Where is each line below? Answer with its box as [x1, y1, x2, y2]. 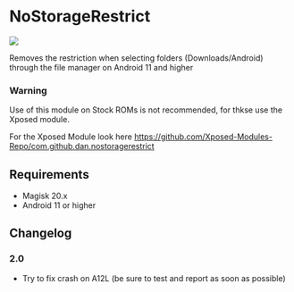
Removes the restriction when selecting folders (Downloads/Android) [9, 52, 264, 63]
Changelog [9, 226, 72, 241]
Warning [9, 84, 47, 96]
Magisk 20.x [21, 190, 68, 202]
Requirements [9, 167, 89, 182]
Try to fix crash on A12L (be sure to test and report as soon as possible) [21, 272, 286, 283]
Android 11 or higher [21, 200, 97, 211]
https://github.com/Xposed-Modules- [133, 131, 273, 142]
